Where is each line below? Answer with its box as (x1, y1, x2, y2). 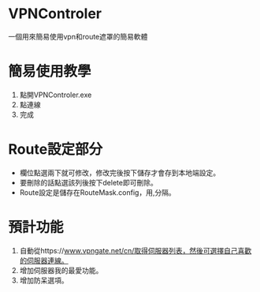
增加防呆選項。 (19, 275, 69, 285)
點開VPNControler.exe (19, 90, 92, 99)
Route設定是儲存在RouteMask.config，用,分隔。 (19, 187, 176, 197)
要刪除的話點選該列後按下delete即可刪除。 (19, 178, 158, 187)
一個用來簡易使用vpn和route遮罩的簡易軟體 (8, 32, 148, 41)
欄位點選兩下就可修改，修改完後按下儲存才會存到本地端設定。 (19, 167, 221, 178)
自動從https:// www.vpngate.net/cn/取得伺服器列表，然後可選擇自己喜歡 (19, 245, 252, 255)
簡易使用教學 (8, 62, 92, 80)
